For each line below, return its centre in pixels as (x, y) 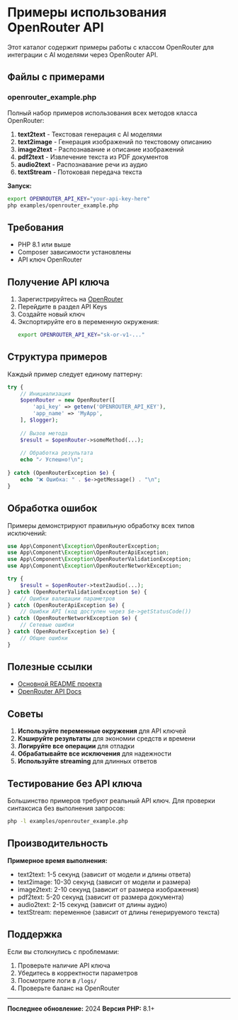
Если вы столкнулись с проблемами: (63, 951)
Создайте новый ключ (51, 314)
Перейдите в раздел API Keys (62, 307)
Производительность (58, 843)
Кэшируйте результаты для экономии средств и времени (107, 739)
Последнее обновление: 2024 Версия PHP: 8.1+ (81, 1008)
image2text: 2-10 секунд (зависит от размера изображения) (108, 889)
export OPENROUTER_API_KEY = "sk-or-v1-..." (81, 335)
